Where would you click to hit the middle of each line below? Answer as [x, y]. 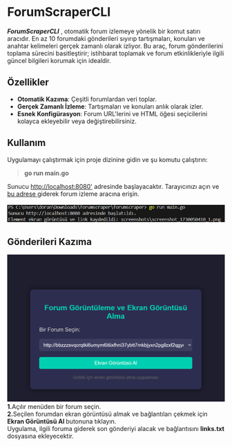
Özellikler [28, 83]
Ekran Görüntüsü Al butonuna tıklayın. [62, 421]
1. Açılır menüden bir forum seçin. [54, 407]
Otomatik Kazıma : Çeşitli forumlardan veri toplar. [87, 99]
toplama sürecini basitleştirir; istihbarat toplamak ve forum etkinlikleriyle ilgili [116, 53]
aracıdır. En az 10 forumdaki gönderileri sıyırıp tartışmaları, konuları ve [106, 38]
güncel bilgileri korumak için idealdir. [59, 60]
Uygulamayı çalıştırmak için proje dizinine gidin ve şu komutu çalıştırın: [108, 159]
